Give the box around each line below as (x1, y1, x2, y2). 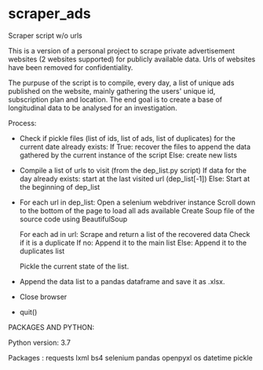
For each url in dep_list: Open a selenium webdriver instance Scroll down (19, 198, 256, 207)
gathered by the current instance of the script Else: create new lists (19, 150, 238, 160)
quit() (19, 307, 38, 316)
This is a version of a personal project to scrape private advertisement (8, 46, 236, 55)
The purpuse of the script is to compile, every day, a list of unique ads (8, 78, 235, 87)
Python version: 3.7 (8, 338, 71, 347)
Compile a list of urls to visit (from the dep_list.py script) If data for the (19, 165, 247, 175)
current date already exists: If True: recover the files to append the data (19, 142, 251, 151)
